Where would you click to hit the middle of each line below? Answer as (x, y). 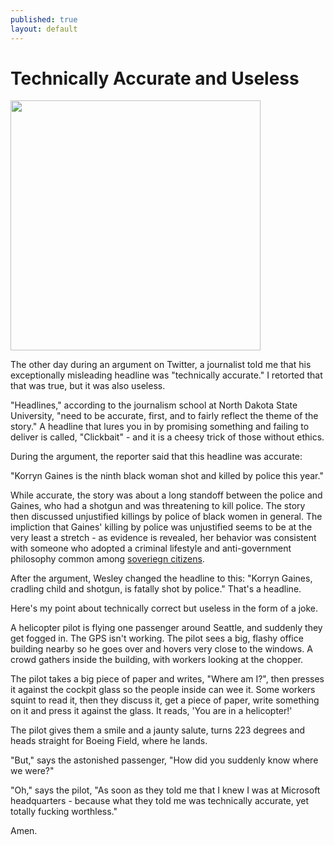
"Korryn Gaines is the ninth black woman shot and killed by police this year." (167, 476)
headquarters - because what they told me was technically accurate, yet (160, 801)
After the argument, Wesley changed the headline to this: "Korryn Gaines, (161, 578)
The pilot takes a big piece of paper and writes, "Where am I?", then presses (167, 679)
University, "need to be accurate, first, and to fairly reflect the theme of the (164, 416)
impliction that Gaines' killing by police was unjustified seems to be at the (161, 527)
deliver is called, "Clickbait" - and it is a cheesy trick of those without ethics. (167, 437)
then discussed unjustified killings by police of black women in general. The (166, 517)
